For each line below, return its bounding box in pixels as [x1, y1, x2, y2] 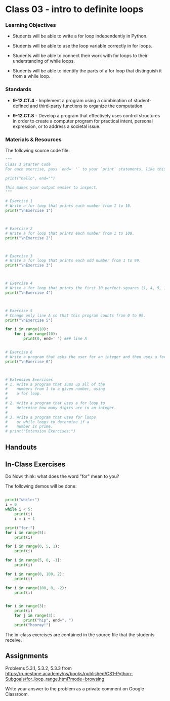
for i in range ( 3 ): [5, 603, 47, 609]
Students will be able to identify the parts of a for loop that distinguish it [12, 68, 162, 74]
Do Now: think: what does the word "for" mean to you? [5, 473, 119, 479]
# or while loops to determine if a [5, 419, 90, 424]
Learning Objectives [5, 22, 57, 29]
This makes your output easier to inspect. [5, 185, 99, 190]
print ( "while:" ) [5, 497, 39, 503]
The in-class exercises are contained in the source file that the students [5, 631, 155, 638]
